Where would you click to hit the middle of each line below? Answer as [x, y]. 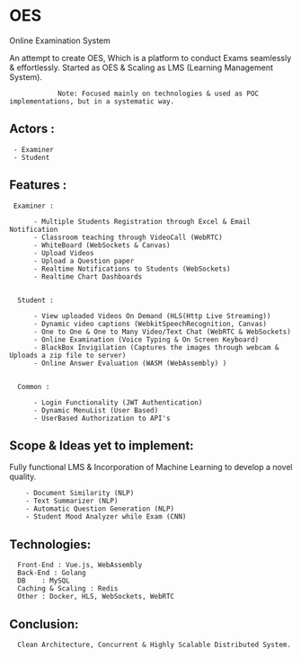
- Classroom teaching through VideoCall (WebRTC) [128, 237]
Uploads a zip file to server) [68, 355]
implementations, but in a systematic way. [92, 101]
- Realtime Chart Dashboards [88, 276]
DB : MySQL [44, 581]
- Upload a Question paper [84, 261]
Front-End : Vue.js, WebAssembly [80, 565]
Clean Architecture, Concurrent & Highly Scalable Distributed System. [155, 645]
